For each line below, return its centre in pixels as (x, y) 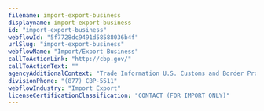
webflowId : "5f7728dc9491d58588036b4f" (73, 37)
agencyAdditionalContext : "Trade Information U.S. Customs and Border (126, 73)
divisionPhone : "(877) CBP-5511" (63, 81)
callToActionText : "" (44, 66)
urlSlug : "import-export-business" (66, 45)
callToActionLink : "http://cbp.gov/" (70, 59)
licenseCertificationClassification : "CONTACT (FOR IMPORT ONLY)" (119, 95)
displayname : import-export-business (70, 23)
